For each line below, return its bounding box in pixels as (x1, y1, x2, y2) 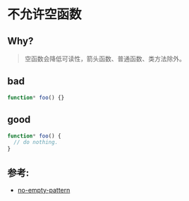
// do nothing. (13, 139, 59, 146)
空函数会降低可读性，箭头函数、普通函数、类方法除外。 (24, 54, 185, 63)
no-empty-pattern (17, 185, 71, 194)
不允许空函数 (7, 6, 83, 23)
